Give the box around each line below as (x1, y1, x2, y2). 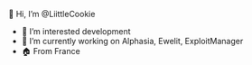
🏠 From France (21, 46, 80, 56)
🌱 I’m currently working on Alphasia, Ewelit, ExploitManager (21, 36, 244, 46)
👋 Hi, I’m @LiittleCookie (8, 9, 96, 19)
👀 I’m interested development (21, 26, 132, 36)
